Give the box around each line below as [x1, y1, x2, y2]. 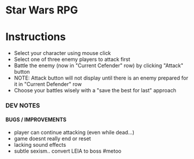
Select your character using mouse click [13, 50, 112, 57]
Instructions [5, 30, 66, 44]
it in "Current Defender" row [13, 81, 82, 88]
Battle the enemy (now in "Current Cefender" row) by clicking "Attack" [13, 62, 183, 69]
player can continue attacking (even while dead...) [13, 129, 135, 136]
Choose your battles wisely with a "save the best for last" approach [13, 87, 176, 94]
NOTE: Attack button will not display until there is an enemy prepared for [13, 74, 188, 82]
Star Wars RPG [5, 4, 78, 17]
